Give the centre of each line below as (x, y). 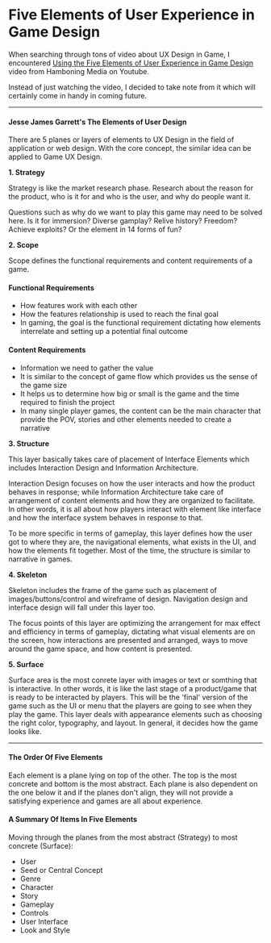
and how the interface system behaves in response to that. (106, 517)
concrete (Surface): (41, 845)
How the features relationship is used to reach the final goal (119, 314)
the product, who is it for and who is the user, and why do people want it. (130, 197)
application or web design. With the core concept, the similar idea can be (130, 148)
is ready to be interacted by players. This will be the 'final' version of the (128, 697)
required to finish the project (67, 402)
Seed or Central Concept (61, 870)
